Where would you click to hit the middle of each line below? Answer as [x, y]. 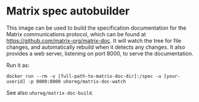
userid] [16, 81]
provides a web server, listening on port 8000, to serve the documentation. [100, 53]
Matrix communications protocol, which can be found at [76, 34]
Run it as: [18, 65]
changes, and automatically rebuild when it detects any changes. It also [96, 47]
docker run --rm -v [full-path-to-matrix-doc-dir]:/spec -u [84, 76]
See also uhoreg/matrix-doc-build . [50, 92]
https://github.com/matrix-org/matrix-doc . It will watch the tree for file [94, 40]
